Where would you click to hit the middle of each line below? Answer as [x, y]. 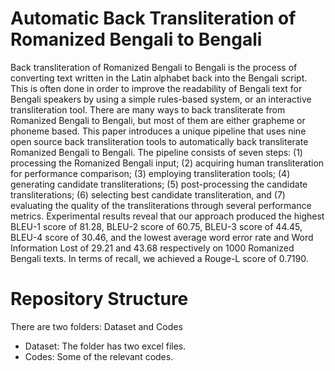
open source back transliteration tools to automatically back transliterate [159, 141]
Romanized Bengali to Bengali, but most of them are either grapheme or [158, 120]
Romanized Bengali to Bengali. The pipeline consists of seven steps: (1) [156, 152]
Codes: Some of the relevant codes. [99, 356]
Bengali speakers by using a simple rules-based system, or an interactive [161, 99]
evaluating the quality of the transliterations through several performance [161, 205]
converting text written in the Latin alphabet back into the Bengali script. [159, 78]
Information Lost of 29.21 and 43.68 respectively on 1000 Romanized [152, 248]
